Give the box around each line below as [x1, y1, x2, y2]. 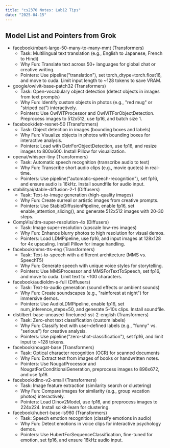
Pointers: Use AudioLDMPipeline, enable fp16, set [20, 301, 125, 307]
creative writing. [20, 67, 55, 73]
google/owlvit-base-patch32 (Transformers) [12, 83, 106, 89]
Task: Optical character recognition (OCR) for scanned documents [20, 350, 160, 356]
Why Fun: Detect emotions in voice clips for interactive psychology [20, 421, 161, 427]
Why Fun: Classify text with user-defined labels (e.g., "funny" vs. [20, 322, 157, 329]
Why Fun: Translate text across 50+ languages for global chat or [20, 61, 156, 67]
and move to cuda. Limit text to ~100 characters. [20, 274, 123, 280]
